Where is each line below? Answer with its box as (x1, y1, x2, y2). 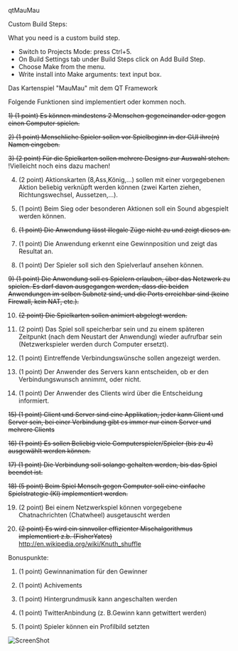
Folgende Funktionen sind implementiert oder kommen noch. (8, 97, 187, 106)
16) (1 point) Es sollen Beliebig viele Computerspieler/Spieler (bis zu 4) (8, 439, 214, 448)
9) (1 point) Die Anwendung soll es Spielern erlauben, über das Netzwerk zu (8, 275, 230, 283)
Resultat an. (18, 247, 54, 255)
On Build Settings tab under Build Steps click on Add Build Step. (18, 55, 205, 63)
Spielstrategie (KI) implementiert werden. (8, 489, 129, 497)
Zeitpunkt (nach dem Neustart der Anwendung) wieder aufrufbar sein (18, 332, 222, 341)
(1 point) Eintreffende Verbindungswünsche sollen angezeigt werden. (18, 354, 221, 362)
